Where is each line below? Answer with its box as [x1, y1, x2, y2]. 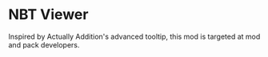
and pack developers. [8, 40, 80, 49]
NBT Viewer [8, 6, 89, 24]
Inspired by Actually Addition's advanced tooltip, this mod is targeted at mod [8, 32, 261, 41]
